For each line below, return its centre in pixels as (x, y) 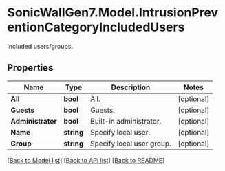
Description (131, 87)
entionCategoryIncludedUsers (96, 27)
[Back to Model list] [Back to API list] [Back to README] (86, 160)
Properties (30, 68)
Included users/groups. (40, 46)
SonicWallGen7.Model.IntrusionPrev (113, 13)
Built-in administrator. (126, 121)
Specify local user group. (131, 144)
